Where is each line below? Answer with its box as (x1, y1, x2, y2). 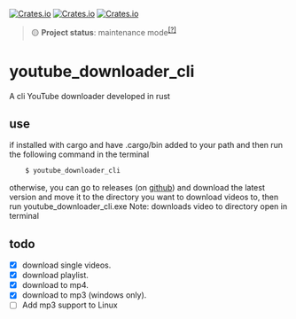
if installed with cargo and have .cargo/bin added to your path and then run (9, 140, 284, 151)
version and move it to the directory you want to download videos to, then (9, 191, 279, 203)
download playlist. (21, 270, 89, 281)
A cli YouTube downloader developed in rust (9, 90, 171, 101)
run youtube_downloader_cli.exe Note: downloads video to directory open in (9, 201, 288, 212)
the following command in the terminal (9, 149, 150, 159)
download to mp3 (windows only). (21, 290, 147, 300)
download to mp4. (21, 280, 89, 291)
